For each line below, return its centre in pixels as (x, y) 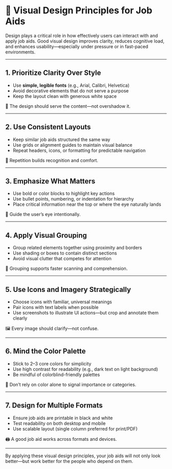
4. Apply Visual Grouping (46, 235)
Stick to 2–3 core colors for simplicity (52, 363)
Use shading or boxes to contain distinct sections (65, 253)
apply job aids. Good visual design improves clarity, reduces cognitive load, (85, 41)
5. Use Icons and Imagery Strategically (68, 289)
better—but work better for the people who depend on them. (69, 461)
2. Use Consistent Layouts (48, 127)
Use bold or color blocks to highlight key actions (64, 193)
